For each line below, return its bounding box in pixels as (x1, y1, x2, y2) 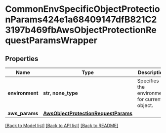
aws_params (7, 110, 39, 117)
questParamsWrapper (5, 35, 98, 46)
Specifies (137, 77, 159, 84)
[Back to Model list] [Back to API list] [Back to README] (5, 123, 119, 129)
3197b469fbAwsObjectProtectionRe (5, 25, 157, 35)
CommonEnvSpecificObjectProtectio (5, 3, 160, 15)
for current (137, 96, 162, 102)
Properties (5, 54, 39, 63)
